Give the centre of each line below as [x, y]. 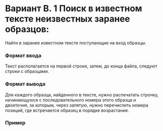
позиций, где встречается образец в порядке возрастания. [67, 110]
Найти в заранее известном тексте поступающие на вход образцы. [76, 43]
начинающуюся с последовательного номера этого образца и [70, 100]
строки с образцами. [27, 71]
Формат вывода [25, 84]
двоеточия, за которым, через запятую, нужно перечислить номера [77, 105]
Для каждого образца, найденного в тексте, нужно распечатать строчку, [82, 95]
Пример [15, 123]
